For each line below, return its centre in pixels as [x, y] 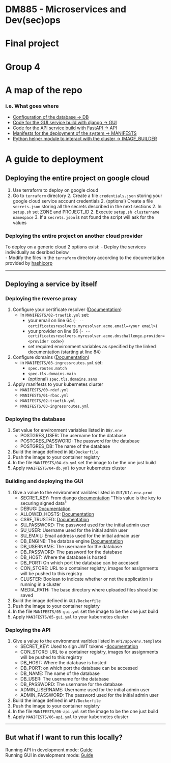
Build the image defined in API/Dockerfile [56, 700]
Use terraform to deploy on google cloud [55, 190]
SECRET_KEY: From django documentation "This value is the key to [91, 498]
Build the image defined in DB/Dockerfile [55, 452]
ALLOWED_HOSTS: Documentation [57, 514]
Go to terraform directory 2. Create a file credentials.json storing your [88, 196]
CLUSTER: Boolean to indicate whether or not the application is [87, 579]
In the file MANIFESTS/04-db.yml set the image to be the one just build [84, 463]
